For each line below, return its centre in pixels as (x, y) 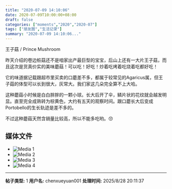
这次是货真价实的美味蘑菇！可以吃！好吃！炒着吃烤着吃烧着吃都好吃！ (83, 67)
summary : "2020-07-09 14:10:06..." (43, 34)
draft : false (19, 20)
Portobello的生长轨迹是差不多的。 (41, 108)
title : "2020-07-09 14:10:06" (38, 10)
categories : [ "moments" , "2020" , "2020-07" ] (51, 24)
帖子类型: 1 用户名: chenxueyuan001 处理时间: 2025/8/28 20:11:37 (75, 181)
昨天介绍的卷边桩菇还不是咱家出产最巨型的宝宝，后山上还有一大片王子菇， (84, 60)
